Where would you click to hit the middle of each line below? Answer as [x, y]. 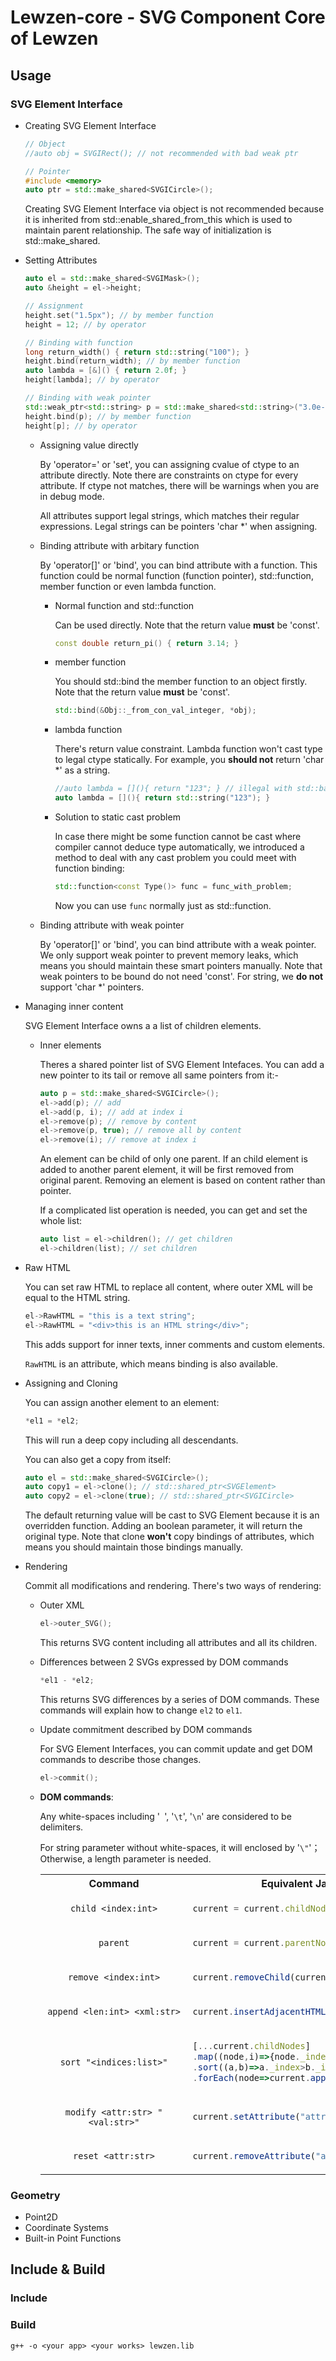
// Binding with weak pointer [88, 398]
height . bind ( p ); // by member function [108, 416]
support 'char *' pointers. [92, 987]
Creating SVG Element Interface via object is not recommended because [174, 209]
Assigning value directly [89, 445]
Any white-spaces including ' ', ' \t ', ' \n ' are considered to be [165, 1816]
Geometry [35, 2195]
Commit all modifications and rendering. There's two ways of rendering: [173, 1586]
